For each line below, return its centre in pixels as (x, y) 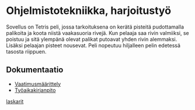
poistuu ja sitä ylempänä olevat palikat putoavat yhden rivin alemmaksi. (92, 39)
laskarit (15, 101)
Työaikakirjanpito (35, 90)
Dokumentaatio (35, 70)
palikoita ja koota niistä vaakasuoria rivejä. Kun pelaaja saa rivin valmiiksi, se (97, 33)
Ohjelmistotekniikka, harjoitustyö (88, 11)
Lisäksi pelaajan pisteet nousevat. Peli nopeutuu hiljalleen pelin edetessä (93, 45)
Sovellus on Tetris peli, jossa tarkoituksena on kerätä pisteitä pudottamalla (95, 27)
